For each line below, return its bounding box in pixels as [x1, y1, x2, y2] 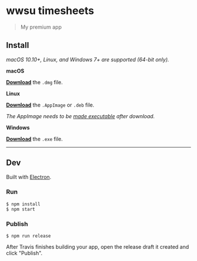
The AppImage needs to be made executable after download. [6, 112, 155, 119]
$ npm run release [6, 233, 51, 239]
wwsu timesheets [6, 4, 94, 18]
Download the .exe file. [6, 135, 63, 142]
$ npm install [6, 201, 41, 207]
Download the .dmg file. [6, 78, 63, 85]
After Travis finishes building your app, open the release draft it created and [6, 243, 189, 250]
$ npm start [6, 206, 35, 212]
